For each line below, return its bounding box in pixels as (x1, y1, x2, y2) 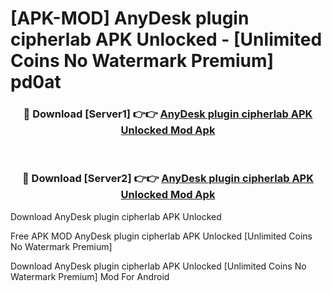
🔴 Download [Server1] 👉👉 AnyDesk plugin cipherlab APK (23, 107, 313, 121)
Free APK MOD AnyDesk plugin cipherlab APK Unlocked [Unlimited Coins (10, 230, 313, 242)
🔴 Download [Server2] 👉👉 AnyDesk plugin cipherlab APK (21, 172, 314, 186)
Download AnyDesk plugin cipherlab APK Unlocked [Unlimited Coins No (10, 260, 307, 272)
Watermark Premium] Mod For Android (10, 270, 170, 282)
